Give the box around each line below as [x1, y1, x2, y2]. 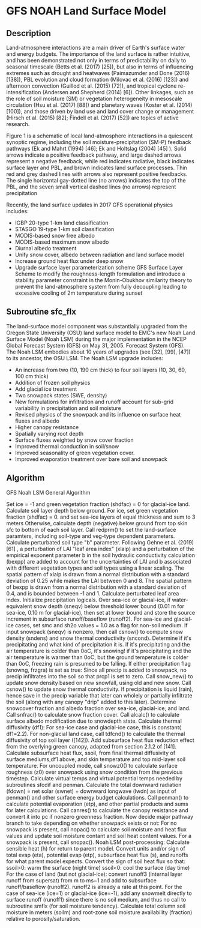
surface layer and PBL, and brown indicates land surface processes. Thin [6, 164, 187, 171]
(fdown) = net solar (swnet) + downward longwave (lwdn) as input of [6, 788, 177, 795]
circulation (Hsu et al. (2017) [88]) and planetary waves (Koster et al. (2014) [6, 101, 193, 109]
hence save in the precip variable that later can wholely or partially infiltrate [6, 691, 193, 699]
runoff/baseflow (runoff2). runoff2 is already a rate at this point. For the [6, 883, 182, 890]
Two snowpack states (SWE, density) [14, 391, 107, 399]
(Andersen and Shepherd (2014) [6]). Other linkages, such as [42, 89, 194, 95]
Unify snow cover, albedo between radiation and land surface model [14, 251, 184, 258]
